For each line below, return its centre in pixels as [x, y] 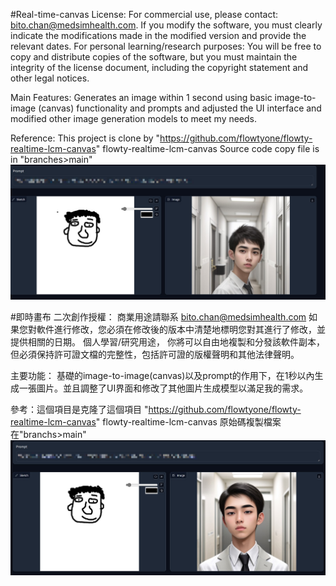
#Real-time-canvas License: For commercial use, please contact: [144, 14]
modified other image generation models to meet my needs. [134, 118]
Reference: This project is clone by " [85, 138]
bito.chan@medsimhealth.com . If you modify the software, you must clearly [166, 25]
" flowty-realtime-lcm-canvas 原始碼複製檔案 [188, 421]
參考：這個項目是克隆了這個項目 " [79, 409]
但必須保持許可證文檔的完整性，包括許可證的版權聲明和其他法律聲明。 [155, 354]
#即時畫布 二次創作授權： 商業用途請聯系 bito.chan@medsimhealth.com [158, 316]
